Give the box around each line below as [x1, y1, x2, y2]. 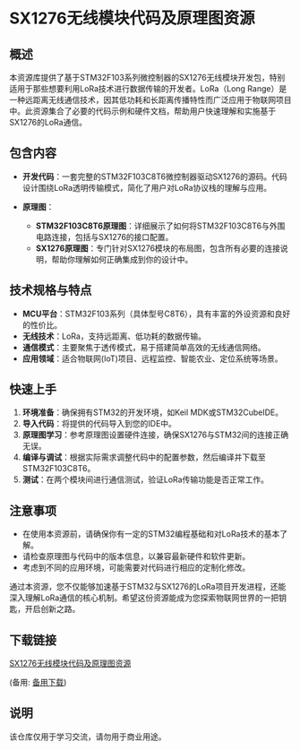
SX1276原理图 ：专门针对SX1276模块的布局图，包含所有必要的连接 [35, 243, 280, 254]
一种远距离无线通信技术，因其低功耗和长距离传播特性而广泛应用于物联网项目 [9, 95, 292, 105]
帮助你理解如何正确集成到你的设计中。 [51, 254, 193, 264]
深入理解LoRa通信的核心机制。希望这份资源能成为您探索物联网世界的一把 [9, 592, 279, 603]
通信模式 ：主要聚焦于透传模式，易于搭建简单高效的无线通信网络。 [21, 341, 266, 352]
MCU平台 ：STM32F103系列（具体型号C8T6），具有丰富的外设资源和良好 [21, 308, 291, 319]
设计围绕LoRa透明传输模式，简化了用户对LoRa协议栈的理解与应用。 [21, 182, 272, 193]
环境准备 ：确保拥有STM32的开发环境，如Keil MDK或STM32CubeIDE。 [21, 407, 284, 418]
